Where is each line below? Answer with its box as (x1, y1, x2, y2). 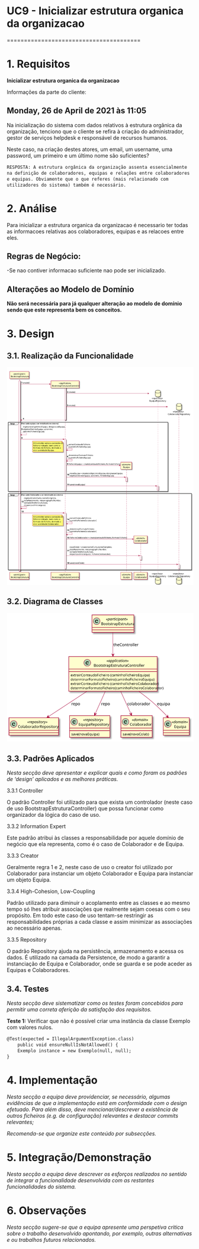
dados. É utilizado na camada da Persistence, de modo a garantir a (7, 954, 170, 961)
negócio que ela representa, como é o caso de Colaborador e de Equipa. (7, 841, 184, 848)
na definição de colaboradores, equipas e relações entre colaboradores (7, 170, 190, 176)
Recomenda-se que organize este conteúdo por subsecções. (7, 1130, 156, 1137)
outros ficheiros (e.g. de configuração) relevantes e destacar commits (7, 1112, 178, 1119)
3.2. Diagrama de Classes (7, 596, 103, 607)
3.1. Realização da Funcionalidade (7, 351, 134, 361)
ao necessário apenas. (7, 924, 62, 932)
